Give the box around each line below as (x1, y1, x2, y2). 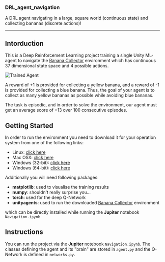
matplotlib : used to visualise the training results (12, 184, 109, 190)
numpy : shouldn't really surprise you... (12, 189, 91, 195)
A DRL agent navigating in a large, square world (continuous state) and (5, 15, 148, 21)
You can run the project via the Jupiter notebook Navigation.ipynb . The (5, 241, 151, 247)
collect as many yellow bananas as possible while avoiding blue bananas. (5, 93, 154, 98)
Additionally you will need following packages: (5, 174, 99, 180)
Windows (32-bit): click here (12, 160, 70, 165)
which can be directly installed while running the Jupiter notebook (5, 209, 139, 215)
